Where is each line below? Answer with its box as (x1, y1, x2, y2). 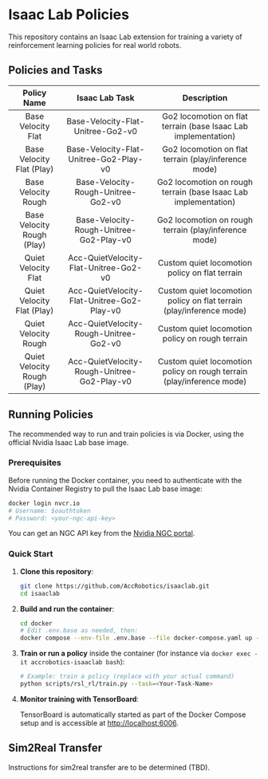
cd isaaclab (19, 589, 60, 597)
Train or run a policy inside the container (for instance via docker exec (19, 648, 251, 659)
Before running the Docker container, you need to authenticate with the (8, 475, 242, 485)
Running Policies (8, 408, 94, 422)
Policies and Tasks (8, 64, 103, 77)
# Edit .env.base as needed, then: (19, 627, 139, 635)
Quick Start (8, 549, 53, 560)
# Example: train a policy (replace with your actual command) (19, 672, 235, 681)
